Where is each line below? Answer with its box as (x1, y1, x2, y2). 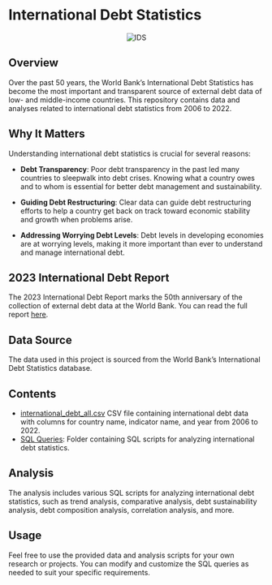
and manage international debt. (19, 247, 126, 257)
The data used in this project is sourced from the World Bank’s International (8, 355, 261, 364)
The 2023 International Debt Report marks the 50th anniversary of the (8, 292, 243, 302)
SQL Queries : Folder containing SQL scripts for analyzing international (19, 434, 255, 444)
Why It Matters (8, 127, 85, 141)
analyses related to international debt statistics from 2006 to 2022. (8, 103, 232, 113)
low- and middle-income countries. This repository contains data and (8, 95, 240, 105)
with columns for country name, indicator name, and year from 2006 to (19, 417, 258, 427)
